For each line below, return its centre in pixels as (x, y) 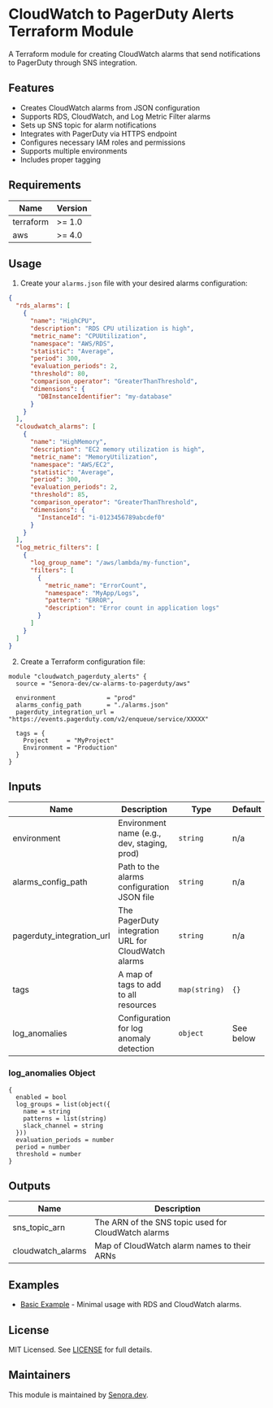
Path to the (139, 867)
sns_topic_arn (39, 1228)
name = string (47, 1111)
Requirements (45, 185)
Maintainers (40, 1375)
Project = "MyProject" (69, 741)
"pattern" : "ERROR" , (79, 601)
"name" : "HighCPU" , (63, 321)
